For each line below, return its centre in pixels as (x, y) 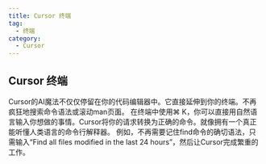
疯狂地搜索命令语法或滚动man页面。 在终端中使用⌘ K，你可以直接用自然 (129, 111)
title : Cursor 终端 (40, 16)
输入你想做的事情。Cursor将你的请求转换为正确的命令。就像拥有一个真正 (136, 121)
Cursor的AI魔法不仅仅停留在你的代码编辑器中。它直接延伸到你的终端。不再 (133, 101)
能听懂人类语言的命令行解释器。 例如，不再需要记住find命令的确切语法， (129, 132)
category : (25, 38)
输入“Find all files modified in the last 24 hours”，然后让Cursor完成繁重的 (137, 141)
